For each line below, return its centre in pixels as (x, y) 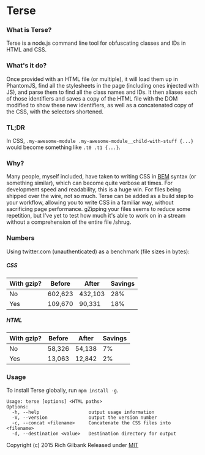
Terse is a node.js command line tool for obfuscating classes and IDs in (96, 43)
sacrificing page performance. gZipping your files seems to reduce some (99, 209)
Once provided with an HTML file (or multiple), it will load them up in (92, 79)
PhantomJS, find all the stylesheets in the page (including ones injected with (102, 85)
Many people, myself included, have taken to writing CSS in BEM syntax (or (102, 177)
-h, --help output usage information (83, 412)
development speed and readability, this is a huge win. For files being (94, 189)
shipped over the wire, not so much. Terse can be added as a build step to (100, 196)
